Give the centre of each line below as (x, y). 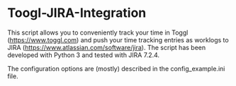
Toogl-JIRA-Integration (77, 13)
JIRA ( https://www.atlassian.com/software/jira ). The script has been (107, 47)
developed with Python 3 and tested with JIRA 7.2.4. (84, 55)
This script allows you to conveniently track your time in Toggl (98, 32)
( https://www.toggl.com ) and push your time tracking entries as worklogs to (118, 39)
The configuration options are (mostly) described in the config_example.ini (116, 68)
